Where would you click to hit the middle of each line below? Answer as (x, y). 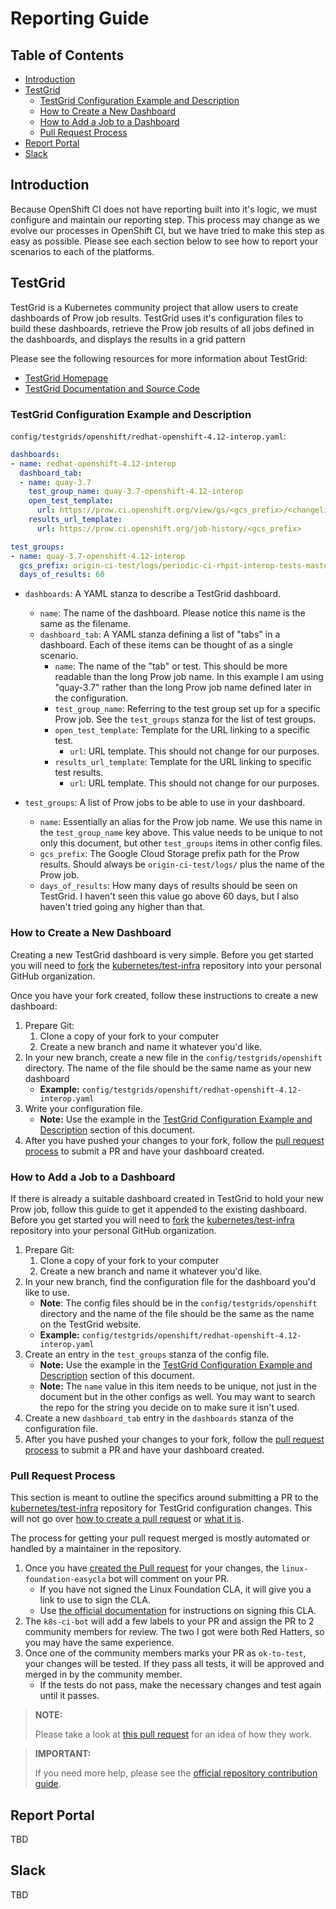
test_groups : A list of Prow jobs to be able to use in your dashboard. (165, 803)
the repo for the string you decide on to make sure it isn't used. (169, 1407)
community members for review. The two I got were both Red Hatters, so (174, 1632)
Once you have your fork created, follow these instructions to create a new (164, 995)
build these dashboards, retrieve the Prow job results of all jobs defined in (162, 328)
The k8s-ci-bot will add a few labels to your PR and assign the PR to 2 (169, 1621)
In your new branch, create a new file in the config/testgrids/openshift (173, 1057)
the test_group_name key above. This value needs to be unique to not (181, 833)
